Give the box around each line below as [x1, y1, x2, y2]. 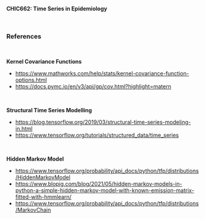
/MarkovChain [15, 206, 51, 213]
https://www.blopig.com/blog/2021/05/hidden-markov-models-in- [15, 180, 182, 188]
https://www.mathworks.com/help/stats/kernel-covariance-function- [15, 70, 190, 77]
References [6, 32, 42, 40]
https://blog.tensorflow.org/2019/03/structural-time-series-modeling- [15, 118, 191, 126]
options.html [15, 76, 47, 84]
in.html [15, 125, 33, 133]
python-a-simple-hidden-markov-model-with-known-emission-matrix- [15, 186, 195, 194]
